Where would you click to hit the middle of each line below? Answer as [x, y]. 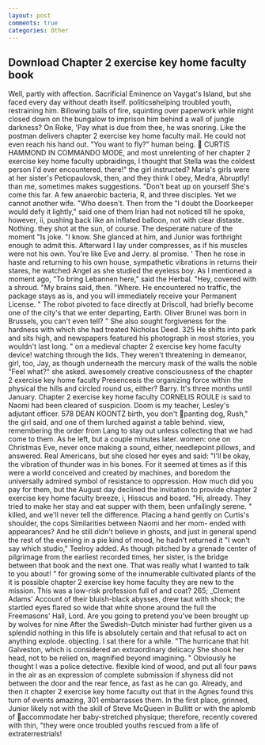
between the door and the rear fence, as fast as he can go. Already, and [125, 683]
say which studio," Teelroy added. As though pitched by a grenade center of [132, 548]
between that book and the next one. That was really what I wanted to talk [129, 565]
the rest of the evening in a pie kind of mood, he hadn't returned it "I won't [129, 541]
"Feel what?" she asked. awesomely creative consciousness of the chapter [131, 372]
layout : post [30, 15]
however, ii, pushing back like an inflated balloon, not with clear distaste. [126, 220]
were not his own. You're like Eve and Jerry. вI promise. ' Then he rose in [127, 254]
